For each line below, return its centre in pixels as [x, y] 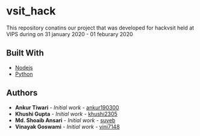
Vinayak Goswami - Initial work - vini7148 [67, 126]
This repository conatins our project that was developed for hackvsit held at [100, 28]
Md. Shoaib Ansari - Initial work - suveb [65, 120]
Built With [25, 53]
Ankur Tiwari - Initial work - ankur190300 [67, 107]
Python [24, 74]
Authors [22, 93]
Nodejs [24, 67]
